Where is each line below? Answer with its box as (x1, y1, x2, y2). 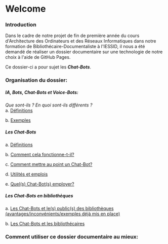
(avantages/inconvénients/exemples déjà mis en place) (5, 211, 120, 217)
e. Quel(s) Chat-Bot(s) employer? (5, 181, 74, 187)
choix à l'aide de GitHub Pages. (5, 54, 71, 60)
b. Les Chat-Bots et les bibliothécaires (5, 221, 85, 227)
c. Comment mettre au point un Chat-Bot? (5, 161, 93, 167)
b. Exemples (5, 117, 31, 123)
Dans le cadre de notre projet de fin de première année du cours (5, 32, 140, 39)
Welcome (5, 3, 46, 15)
